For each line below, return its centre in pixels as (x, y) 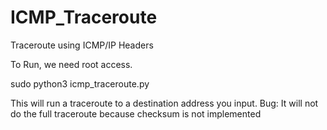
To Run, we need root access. (71, 64)
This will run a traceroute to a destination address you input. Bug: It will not (164, 103)
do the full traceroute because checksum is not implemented (136, 113)
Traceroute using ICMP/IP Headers (82, 45)
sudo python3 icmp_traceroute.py (80, 83)
